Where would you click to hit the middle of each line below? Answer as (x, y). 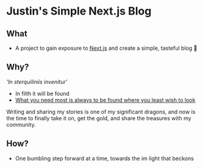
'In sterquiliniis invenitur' (37, 82)
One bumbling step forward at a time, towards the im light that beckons (104, 158)
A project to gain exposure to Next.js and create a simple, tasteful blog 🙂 (106, 48)
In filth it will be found (42, 93)
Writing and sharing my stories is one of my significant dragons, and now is (101, 112)
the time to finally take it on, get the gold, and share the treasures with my (99, 118)
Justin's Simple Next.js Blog (79, 11)
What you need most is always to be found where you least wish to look (105, 100)
